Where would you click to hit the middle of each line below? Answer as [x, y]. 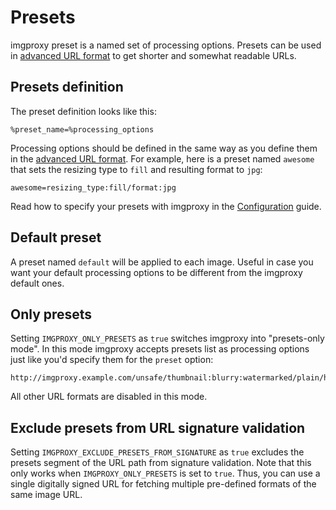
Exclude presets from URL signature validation [158, 427]
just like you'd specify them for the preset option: [112, 360]
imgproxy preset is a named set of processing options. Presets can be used [166, 45]
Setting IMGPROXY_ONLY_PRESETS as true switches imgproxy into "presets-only [167, 338]
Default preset [56, 237]
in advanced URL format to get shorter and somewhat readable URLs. [153, 55]
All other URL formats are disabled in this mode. [109, 397]
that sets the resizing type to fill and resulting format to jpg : [136, 169]
